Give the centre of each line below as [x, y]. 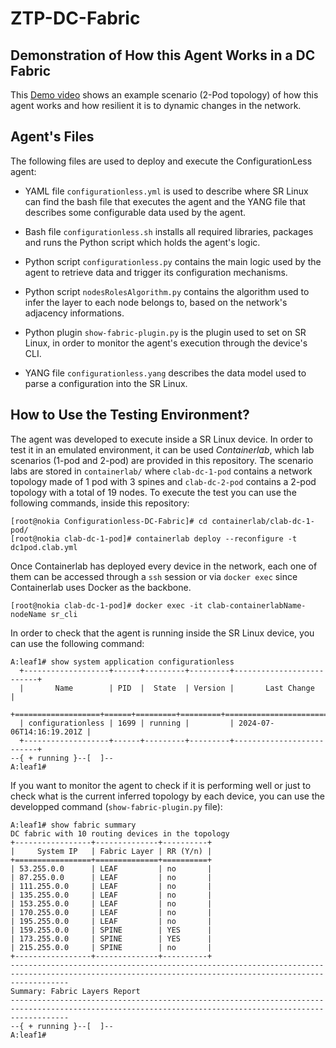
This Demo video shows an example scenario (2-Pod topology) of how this [164, 95]
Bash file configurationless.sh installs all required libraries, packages [169, 231]
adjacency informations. [74, 313]
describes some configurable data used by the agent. [135, 212]
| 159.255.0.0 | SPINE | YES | [111, 930]
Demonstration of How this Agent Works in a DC [163, 55]
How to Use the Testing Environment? [130, 415]
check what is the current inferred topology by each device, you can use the [167, 796]
